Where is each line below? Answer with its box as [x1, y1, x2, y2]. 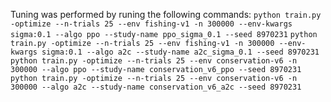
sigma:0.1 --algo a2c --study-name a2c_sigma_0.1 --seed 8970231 [41, 47, 320, 57]
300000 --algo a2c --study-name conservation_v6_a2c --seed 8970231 [10, 82, 302, 92]
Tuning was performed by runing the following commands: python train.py [10, 9, 322, 20]
